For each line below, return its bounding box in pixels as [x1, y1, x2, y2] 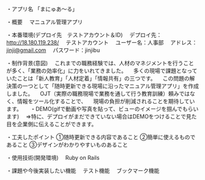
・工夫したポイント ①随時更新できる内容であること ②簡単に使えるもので [6, 134, 196, 140]
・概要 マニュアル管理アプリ [6, 18, 83, 26]
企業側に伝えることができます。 [17, 121, 97, 128]
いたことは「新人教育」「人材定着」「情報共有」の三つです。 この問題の [6, 75, 190, 82]
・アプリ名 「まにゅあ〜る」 [6, 5, 78, 12]
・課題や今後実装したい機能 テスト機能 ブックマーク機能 [6, 167, 160, 174]
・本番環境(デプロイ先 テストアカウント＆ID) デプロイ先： [6, 31, 162, 38]
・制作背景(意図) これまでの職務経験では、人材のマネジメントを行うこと [6, 60, 195, 67]
